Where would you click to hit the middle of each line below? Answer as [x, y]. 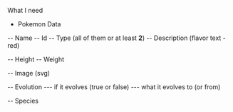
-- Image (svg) [29, 73]
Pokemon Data [39, 24]
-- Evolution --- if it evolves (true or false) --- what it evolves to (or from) [114, 87]
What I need [25, 10]
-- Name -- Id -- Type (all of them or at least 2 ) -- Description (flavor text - [117, 38]
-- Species [23, 101]
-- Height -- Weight [36, 59]
